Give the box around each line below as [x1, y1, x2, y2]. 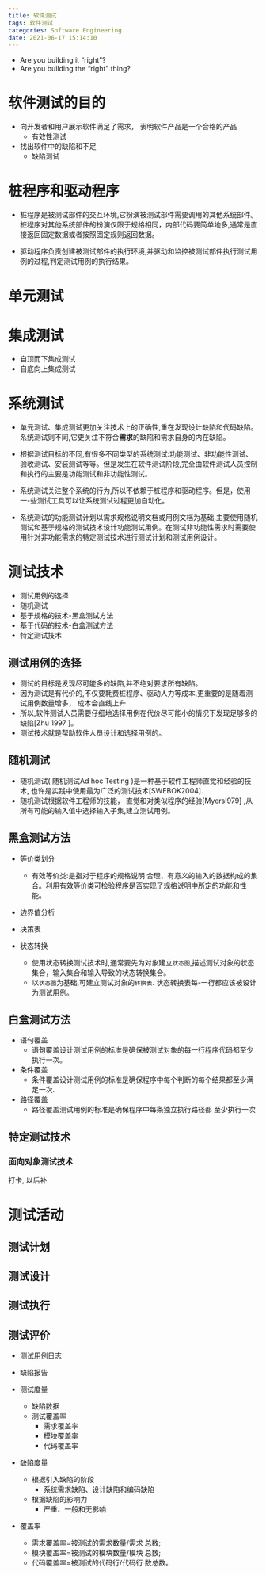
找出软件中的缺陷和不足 [19, 142, 97, 151]
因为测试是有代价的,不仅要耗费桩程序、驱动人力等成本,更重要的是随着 [19, 688, 246, 698]
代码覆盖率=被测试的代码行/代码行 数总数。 [31, 1558, 173, 1568]
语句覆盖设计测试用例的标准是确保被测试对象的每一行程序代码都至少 [31, 1046, 254, 1055]
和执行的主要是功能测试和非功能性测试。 [19, 469, 152, 479]
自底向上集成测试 [19, 364, 76, 373]
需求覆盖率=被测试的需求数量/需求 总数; [31, 1539, 161, 1548]
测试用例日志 [19, 1351, 62, 1360]
